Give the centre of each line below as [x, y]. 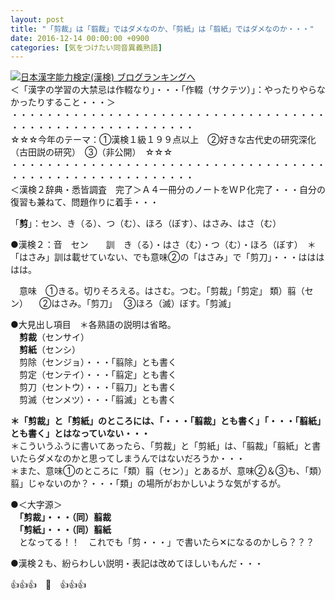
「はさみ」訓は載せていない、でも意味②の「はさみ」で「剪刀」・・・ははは [167, 257]
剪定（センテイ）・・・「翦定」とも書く [97, 375]
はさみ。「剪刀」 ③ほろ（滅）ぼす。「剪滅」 [144, 303]
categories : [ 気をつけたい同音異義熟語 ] [86, 47]
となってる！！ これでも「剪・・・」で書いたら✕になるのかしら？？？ [166, 542]
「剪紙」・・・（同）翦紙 [65, 530]
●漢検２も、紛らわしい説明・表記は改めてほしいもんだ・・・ [137, 563]
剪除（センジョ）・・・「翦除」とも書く [97, 362]
